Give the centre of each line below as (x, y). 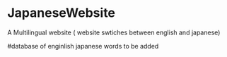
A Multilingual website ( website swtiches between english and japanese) (114, 32)
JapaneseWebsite (61, 13)
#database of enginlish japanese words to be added (83, 46)
